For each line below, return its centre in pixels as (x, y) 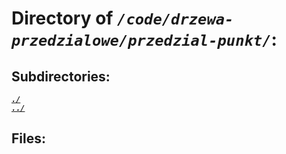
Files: (28, 138)
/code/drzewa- (175, 19)
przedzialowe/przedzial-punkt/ (141, 41)
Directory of (62, 18)
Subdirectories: (61, 76)
